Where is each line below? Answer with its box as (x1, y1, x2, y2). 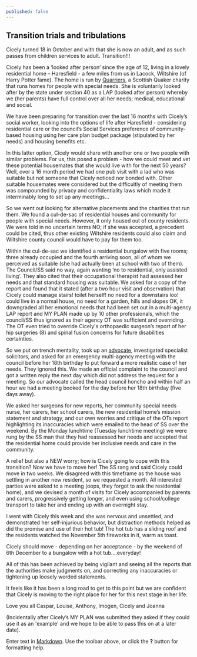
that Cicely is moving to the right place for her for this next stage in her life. (6, 591, 188, 598)
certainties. (6, 335, 34, 342)
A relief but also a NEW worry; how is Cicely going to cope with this (6, 457, 170, 465)
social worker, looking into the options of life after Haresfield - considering (6, 119, 186, 126)
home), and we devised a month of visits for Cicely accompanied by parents (6, 489, 191, 496)
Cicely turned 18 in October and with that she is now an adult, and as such (6, 46, 186, 53)
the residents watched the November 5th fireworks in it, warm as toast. (6, 532, 178, 539)
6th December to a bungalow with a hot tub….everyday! (6, 550, 141, 557)
